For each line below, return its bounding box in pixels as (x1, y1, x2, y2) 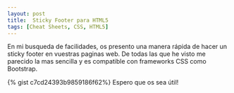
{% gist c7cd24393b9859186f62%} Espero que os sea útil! (7, 78, 179, 87)
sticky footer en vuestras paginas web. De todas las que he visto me (7, 50, 206, 58)
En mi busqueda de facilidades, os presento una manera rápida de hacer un (7, 43, 228, 51)
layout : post (7, 10, 46, 17)
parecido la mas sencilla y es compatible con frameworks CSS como (7, 57, 207, 66)
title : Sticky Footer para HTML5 (7, 17, 109, 24)
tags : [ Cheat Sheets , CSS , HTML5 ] (7, 23, 109, 30)
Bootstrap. (7, 64, 38, 73)
